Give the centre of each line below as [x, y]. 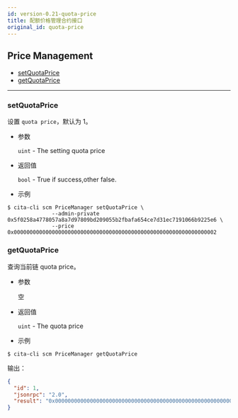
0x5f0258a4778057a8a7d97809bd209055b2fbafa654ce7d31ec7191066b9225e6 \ [115, 220]
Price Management [50, 56]
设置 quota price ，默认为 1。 [50, 122]
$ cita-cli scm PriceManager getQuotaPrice [73, 354]
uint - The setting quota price [61, 151]
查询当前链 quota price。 [44, 266]
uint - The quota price [50, 326]
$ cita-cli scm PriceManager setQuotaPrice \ [75, 208]
